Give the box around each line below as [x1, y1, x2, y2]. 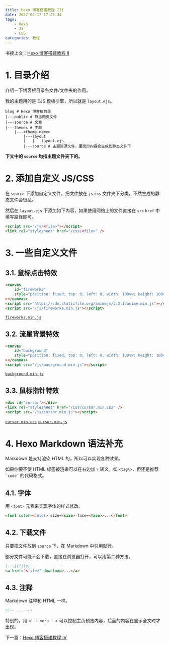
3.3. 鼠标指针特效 [5, 387, 59, 395]
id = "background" [14, 348, 49, 353]
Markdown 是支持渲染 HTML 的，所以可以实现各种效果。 [5, 455, 123, 462]
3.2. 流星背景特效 [5, 330, 59, 339]
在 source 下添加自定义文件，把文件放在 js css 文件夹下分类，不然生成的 [5, 190, 155, 196]
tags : [5, 17, 17, 22]
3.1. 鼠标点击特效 [5, 268, 57, 278]
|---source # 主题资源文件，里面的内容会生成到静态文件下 [23, 143, 132, 149]
